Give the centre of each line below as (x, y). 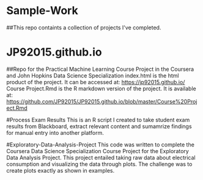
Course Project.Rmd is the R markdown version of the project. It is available (102, 88)
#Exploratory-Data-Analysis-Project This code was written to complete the (100, 145)
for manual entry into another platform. (55, 132)
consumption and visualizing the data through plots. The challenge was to (99, 164)
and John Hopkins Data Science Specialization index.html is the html (93, 75)
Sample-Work (42, 11)
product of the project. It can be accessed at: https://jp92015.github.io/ (96, 82)
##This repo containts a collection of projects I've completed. (84, 27)
